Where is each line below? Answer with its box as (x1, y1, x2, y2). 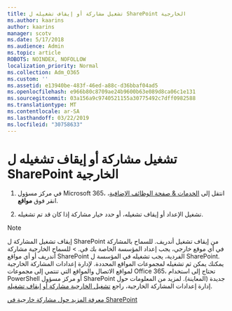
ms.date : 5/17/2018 (7, 36, 64, 43)
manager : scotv (7, 29, 52, 37)
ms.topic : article (7, 50, 61, 57)
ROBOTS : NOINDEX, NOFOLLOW (7, 56, 86, 63)
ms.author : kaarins (7, 17, 64, 24)
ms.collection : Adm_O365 (7, 69, 80, 76)
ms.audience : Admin (7, 43, 64, 50)
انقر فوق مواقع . (17, 197, 58, 205)
